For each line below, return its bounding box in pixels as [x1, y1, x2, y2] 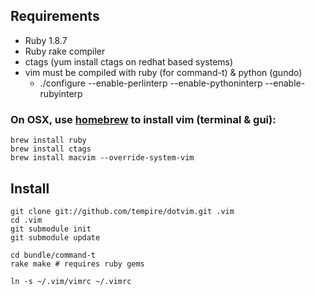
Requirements [10, 8, 100, 25]
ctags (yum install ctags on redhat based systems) [24, 55, 234, 68]
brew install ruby [10, 135, 87, 146]
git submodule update [10, 232, 101, 243]
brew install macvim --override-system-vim [10, 153, 195, 163]
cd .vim [10, 215, 43, 225]
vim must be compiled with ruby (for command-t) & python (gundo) [24, 66, 303, 78]
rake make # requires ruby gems [10, 259, 145, 269]
